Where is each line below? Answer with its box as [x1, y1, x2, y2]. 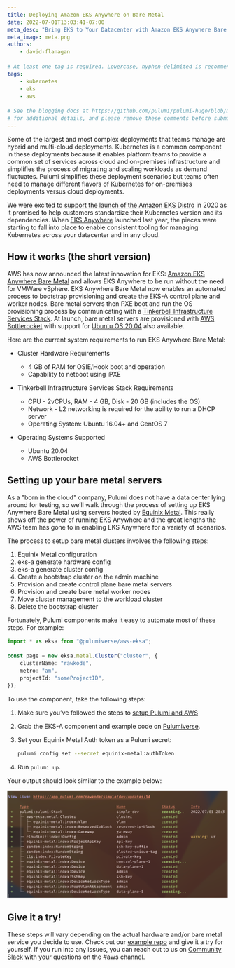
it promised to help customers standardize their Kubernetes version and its [7, 208, 222, 217]
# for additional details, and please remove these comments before [7, 115, 211, 122]
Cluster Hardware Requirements [17, 349, 111, 357]
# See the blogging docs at [7, 107, 90, 115]
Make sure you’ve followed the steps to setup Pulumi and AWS [17, 708, 198, 717]
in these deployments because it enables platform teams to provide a [7, 149, 206, 158]
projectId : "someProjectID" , [20, 674, 105, 682]
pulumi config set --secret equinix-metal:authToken [17, 750, 175, 757]
